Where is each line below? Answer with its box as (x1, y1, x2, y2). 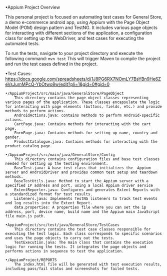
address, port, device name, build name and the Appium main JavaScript (5, 209, 160, 214)
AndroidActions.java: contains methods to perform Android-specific (14, 113, 160, 118)
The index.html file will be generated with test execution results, (14, 262, 162, 267)
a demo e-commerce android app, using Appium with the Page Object (5, 20, 149, 25)
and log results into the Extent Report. (5, 200, 93, 205)
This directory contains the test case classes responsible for (14, 227, 151, 232)
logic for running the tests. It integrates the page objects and (5, 244, 146, 249)
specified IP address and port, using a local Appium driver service (5, 183, 153, 188)
